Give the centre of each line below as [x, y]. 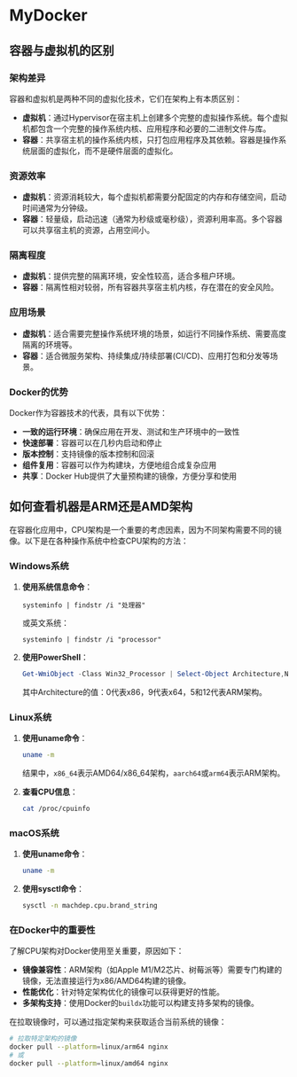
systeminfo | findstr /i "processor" [92, 640]
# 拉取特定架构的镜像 [43, 1039]
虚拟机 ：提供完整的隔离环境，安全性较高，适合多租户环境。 [131, 277]
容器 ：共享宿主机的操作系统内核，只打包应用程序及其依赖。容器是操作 [150, 139]
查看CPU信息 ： [50, 792]
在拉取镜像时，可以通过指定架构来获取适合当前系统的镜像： [118, 1022]
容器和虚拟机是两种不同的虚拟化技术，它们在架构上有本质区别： [125, 98]
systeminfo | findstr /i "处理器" [84, 605]
